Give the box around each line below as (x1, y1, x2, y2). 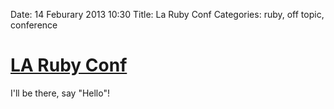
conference (10, 19, 58, 31)
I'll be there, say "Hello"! (10, 87, 110, 99)
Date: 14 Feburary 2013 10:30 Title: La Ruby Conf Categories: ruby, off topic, (10, 9, 325, 20)
